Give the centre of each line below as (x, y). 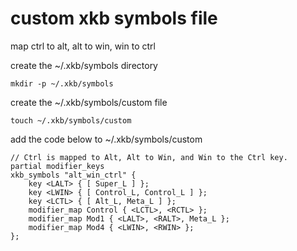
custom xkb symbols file (114, 18)
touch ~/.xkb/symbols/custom (71, 120)
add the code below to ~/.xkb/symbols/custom (106, 139)
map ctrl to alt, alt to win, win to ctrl (83, 46)
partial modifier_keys (57, 166)
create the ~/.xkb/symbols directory (84, 65)
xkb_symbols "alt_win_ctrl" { (73, 175)
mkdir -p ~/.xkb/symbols (62, 83)
